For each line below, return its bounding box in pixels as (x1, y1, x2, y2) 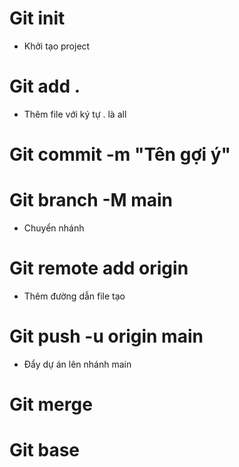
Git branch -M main (9, 189, 174, 212)
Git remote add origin (9, 257, 189, 280)
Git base (9, 439, 81, 462)
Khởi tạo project (23, 40, 91, 52)
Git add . (9, 75, 81, 98)
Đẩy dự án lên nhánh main (23, 358, 132, 370)
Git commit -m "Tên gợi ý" (9, 143, 232, 166)
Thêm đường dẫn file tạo (23, 290, 126, 302)
